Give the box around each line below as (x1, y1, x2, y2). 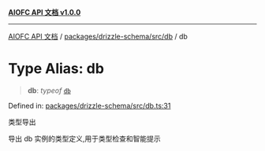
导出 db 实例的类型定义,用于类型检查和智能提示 (8, 134, 162, 143)
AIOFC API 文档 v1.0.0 (8, 8, 81, 17)
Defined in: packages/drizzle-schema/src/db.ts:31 (8, 101, 171, 110)
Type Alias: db (8, 60, 105, 78)
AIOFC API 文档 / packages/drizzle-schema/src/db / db (8, 31, 188, 41)
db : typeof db (27, 86, 71, 95)
